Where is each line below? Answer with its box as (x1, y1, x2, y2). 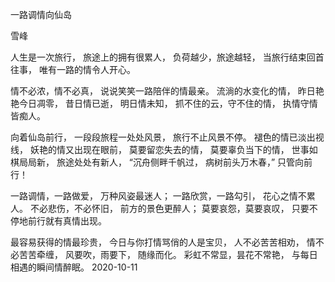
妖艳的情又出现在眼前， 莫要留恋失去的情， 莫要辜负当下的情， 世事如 (29, 144, 318, 155)
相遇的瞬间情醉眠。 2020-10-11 (10, 261, 138, 273)
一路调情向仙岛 (10, 9, 72, 20)
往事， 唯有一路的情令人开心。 (10, 64, 136, 75)
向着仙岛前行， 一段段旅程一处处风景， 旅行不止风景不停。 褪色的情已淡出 (10, 131, 316, 143)
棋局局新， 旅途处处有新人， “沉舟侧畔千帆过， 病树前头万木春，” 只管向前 (10, 156, 313, 168)
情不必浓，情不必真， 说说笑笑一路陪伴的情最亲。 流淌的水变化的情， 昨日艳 (10, 85, 325, 97)
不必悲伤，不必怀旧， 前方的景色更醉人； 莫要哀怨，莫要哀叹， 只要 (29, 203, 310, 214)
